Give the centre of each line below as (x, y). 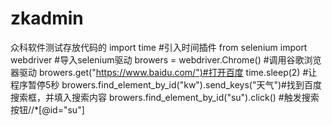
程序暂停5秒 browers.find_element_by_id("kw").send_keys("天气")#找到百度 (166, 84)
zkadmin (47, 18)
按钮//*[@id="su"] (47, 109)
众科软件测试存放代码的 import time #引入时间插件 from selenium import (159, 47)
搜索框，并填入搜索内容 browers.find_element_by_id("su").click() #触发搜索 (165, 97)
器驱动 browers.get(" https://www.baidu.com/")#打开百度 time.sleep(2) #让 (164, 72)
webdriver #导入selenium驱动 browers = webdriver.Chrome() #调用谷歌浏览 (166, 59)
